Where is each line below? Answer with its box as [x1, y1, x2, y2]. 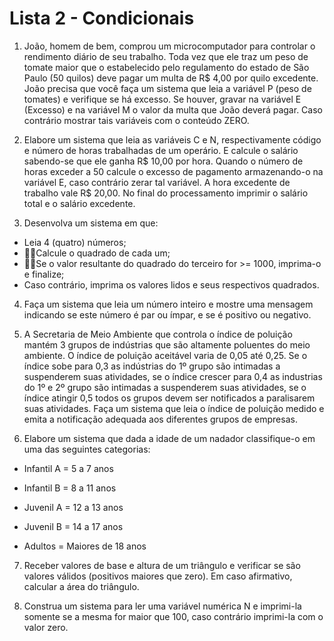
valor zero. [23, 621, 69, 633]
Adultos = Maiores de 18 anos [23, 540, 147, 552]
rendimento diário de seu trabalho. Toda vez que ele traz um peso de [23, 50, 309, 62]
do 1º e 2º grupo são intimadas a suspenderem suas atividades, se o [23, 381, 307, 393]
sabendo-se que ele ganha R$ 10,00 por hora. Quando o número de [23, 155, 304, 167]
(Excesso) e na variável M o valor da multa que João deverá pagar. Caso [23, 103, 323, 116]
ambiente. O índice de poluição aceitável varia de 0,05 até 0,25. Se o [23, 349, 308, 361]
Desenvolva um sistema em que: [23, 217, 159, 229]
